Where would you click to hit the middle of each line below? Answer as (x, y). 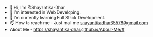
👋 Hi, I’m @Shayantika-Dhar (37, 7)
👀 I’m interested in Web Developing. (45, 12)
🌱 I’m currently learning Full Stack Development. (57, 17)
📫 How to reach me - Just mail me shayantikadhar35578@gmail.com (79, 23)
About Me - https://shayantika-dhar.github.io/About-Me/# (67, 29)
